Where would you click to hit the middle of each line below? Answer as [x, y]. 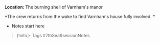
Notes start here [28, 26]
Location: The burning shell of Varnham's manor [54, 7]
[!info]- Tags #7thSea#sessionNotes [53, 35]
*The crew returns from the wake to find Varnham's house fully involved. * [80, 16]
